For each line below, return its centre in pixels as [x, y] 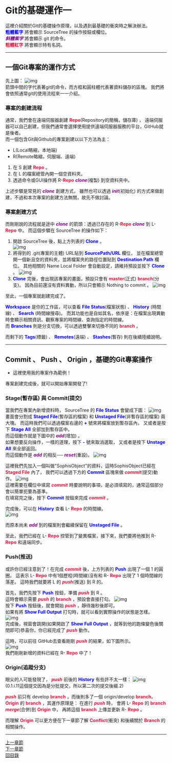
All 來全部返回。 [22, 449]
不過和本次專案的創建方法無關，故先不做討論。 [63, 198]
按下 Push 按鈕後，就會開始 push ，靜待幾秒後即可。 [61, 605]
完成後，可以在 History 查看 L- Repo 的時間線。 [56, 509]
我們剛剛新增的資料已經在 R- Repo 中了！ [49, 652]
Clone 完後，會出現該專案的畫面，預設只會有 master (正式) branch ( [84, 279]
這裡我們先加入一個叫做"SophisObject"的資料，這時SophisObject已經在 [81, 466]
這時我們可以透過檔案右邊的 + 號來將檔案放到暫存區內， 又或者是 [93, 423]
